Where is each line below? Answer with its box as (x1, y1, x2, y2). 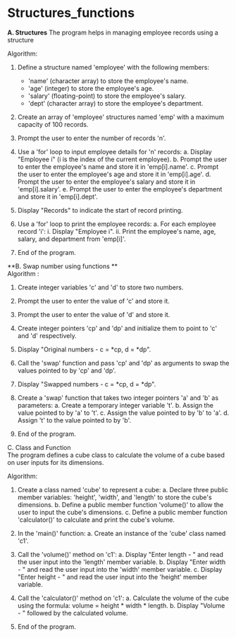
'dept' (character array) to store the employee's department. (27, 99, 204, 107)
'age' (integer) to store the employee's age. (27, 84, 154, 92)
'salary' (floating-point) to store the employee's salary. (27, 92, 187, 100)
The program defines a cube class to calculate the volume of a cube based (7, 451, 225, 459)
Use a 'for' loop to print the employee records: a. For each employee (17, 220, 216, 228)
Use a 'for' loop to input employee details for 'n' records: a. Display (17, 147, 213, 156)
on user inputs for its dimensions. (7, 458, 104, 466)
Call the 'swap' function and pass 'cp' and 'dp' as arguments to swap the (17, 358, 230, 367)
